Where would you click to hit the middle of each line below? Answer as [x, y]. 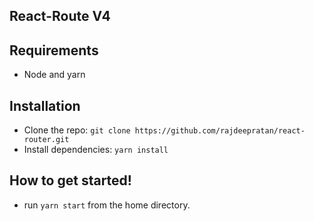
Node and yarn [54, 75]
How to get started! [70, 180]
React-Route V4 [60, 16]
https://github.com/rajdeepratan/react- [220, 131]
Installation [45, 105]
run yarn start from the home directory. [107, 205]
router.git [46, 140]
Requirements [54, 50]
